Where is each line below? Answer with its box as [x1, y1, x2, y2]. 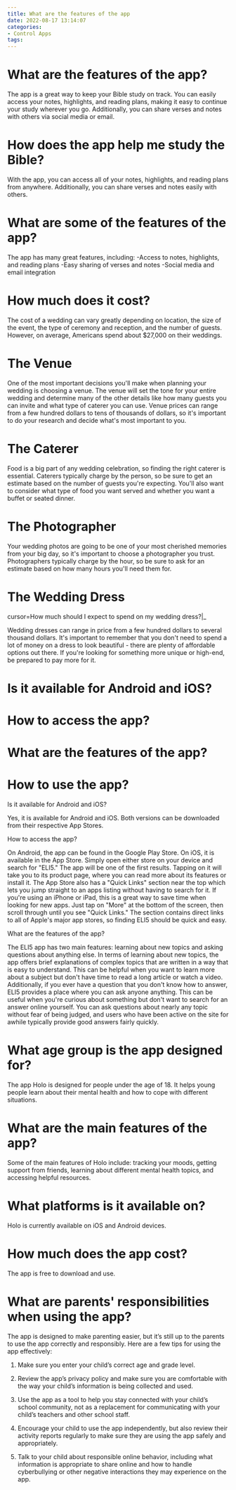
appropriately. [17, 1439, 58, 1447]
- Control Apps [7, 30, 52, 37]
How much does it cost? [7, 293, 151, 309]
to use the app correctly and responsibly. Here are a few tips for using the [7, 1339, 221, 1348]
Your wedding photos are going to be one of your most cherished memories [7, 542, 227, 550]
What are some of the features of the [7, 215, 227, 231]
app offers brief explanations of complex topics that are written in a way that [7, 958, 228, 967]
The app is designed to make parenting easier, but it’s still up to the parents [7, 1332, 225, 1340]
